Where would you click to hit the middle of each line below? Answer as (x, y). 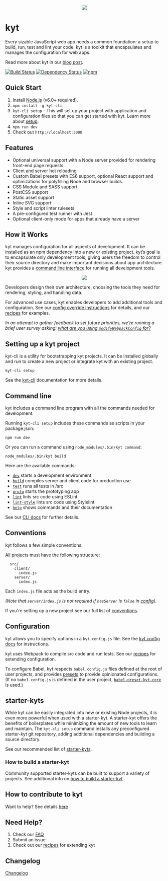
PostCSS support (30, 192)
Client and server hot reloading (44, 171)
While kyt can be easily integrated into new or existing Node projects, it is (81, 713)
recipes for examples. (28, 313)
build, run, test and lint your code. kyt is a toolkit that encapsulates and (78, 47)
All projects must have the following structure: (53, 555)
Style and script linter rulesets (43, 208)
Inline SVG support (32, 203)
